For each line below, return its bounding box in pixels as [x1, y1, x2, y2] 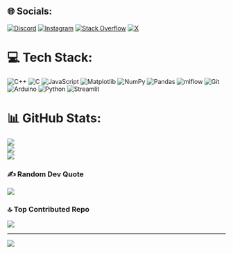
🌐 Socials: [7, 6, 53, 17]
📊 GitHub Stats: [7, 110, 102, 126]
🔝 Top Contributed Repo [7, 204, 90, 214]
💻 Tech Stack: [7, 50, 93, 65]
